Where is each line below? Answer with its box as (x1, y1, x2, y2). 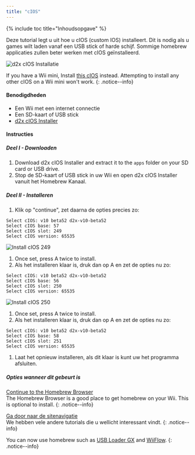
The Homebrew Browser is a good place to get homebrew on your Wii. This (6, 395, 189, 402)
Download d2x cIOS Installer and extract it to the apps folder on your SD (14, 159, 189, 166)
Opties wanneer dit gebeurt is (6, 373, 81, 381)
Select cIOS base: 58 (6, 333, 60, 339)
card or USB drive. (14, 165, 60, 173)
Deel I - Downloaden (6, 144, 57, 151)
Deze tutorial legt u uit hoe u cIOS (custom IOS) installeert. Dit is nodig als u (6, 36, 190, 43)
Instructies (6, 131, 34, 138)
